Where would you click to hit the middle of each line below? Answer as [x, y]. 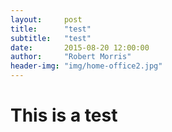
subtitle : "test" [51, 38]
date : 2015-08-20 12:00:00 [80, 47]
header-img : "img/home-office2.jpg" [86, 66]
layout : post [46, 19]
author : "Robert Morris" [71, 57]
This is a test [64, 115]
